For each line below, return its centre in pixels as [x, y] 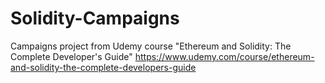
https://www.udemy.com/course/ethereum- [224, 56]
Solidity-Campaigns [95, 18]
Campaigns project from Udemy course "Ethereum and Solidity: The [151, 46]
